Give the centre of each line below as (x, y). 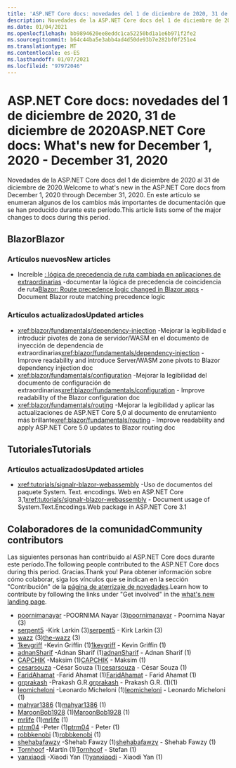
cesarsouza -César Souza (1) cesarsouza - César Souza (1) (102, 668)
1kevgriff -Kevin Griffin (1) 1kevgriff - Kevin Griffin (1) (92, 645)
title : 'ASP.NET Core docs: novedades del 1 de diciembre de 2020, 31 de (118, 14)
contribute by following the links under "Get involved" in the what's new (111, 595)
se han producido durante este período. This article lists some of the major (114, 210)
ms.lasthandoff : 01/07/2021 (48, 60)
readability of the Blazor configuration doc (79, 397)
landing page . (27, 602)
